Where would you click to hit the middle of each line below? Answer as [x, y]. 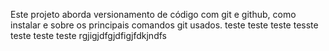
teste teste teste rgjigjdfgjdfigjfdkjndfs [88, 35]
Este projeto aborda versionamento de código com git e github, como [153, 14]
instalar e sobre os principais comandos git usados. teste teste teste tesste [164, 25]
